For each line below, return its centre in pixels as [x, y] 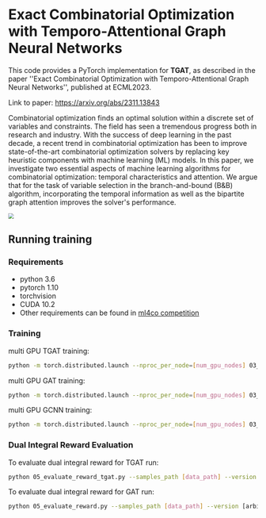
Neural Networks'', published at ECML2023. [80, 87]
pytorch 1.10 [39, 288]
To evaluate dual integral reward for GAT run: [81, 492]
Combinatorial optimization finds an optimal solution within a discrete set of [131, 117]
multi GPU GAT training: [47, 380]
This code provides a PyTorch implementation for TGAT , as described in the [132, 70]
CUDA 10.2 [37, 305]
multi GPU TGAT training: [49, 351]
